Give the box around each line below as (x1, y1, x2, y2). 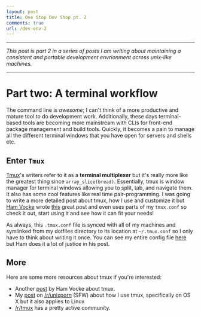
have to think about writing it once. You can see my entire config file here (6, 234, 187, 241)
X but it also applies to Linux (14, 297, 85, 305)
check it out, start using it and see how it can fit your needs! (6, 210, 154, 217)
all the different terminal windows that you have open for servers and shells (6, 132, 192, 139)
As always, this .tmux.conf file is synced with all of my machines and (6, 221, 176, 228)
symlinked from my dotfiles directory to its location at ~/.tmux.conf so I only (6, 228, 193, 234)
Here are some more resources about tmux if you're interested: (6, 273, 162, 281)
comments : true (6, 20, 44, 26)
